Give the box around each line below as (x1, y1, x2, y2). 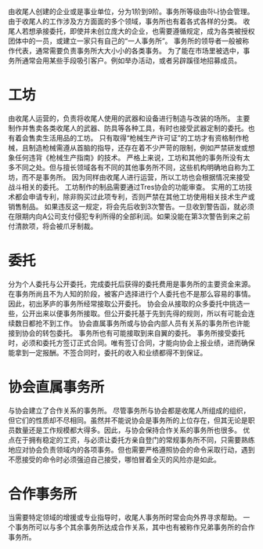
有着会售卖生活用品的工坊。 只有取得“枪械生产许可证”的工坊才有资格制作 (8, 133, 243, 143)
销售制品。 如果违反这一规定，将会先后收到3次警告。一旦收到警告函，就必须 (8, 202, 254, 211)
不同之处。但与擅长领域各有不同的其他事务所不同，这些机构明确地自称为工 (14, 162, 255, 172)
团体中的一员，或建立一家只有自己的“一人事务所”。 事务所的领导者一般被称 (8, 36, 250, 45)
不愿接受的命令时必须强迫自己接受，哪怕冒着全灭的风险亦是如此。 (8, 454, 221, 464)
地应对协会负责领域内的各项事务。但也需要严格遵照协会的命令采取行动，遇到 (8, 445, 255, 454)
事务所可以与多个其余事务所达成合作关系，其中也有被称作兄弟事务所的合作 (14, 522, 255, 532)
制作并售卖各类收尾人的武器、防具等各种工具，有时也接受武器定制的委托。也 (8, 123, 255, 133)
